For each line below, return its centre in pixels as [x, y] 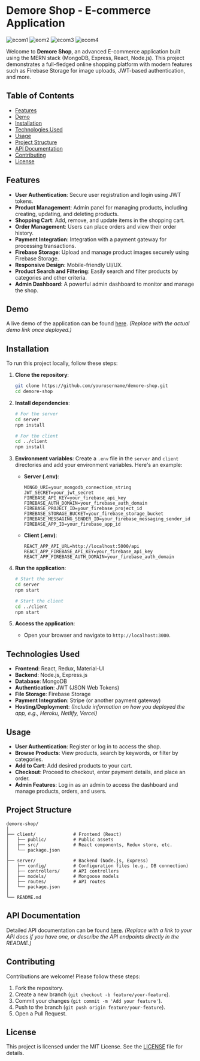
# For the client [37, 436]
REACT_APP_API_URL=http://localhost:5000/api [81, 547]
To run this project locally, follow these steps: [62, 363]
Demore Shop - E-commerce [79, 11]
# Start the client [39, 601]
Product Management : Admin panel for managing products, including [101, 207]
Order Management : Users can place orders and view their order [96, 226]
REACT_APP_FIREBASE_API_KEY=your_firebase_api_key [88, 552]
